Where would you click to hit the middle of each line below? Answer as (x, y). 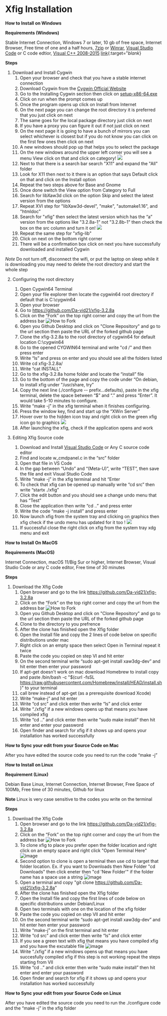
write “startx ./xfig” (39, 489)
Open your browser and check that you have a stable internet (83, 78)
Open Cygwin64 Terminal (46, 289)
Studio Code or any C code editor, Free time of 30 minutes (65, 567)
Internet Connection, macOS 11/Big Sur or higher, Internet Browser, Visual (81, 562)
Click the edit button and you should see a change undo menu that (88, 495)
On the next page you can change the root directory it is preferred (87, 110)
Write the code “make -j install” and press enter (69, 511)
